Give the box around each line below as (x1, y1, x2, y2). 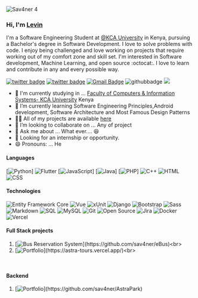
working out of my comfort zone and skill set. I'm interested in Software (6, 53, 182, 60)
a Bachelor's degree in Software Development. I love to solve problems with (6, 41, 193, 48)
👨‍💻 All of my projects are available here (14, 115, 112, 122)
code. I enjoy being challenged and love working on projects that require (6, 47, 184, 54)
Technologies (6, 188, 41, 195)
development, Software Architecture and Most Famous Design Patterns (14, 109, 190, 116)
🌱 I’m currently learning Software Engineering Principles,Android (14, 102, 174, 110)
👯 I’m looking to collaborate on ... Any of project (14, 121, 132, 128)
